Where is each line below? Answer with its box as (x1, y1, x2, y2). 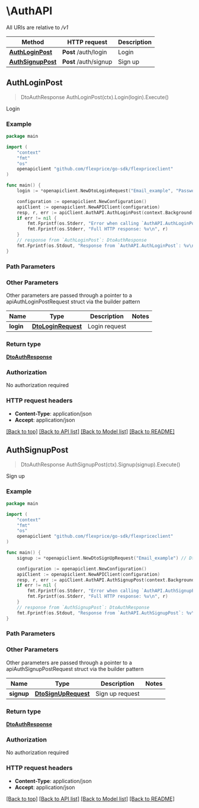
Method (21, 37, 44, 46)
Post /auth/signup (62, 58, 113, 66)
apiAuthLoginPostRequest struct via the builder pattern (6, 298, 140, 305)
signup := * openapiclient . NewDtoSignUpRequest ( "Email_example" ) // (17, 555, 187, 561)
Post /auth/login (62, 47, 108, 56)
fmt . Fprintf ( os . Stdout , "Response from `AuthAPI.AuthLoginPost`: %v (17, 242, 190, 249)
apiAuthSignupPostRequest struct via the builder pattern (6, 665, 144, 672)
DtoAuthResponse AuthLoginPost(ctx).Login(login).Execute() (20, 93, 169, 100)
